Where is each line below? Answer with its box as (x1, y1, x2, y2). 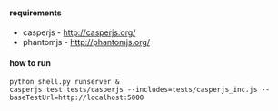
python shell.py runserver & (9, 78, 120, 87)
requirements (9, 7, 62, 18)
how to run (9, 57, 52, 68)
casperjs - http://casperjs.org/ (22, 27, 136, 38)
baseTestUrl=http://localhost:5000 (9, 93, 144, 103)
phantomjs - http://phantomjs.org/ (22, 37, 151, 48)
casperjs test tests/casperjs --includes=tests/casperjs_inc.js (9, 86, 258, 95)
